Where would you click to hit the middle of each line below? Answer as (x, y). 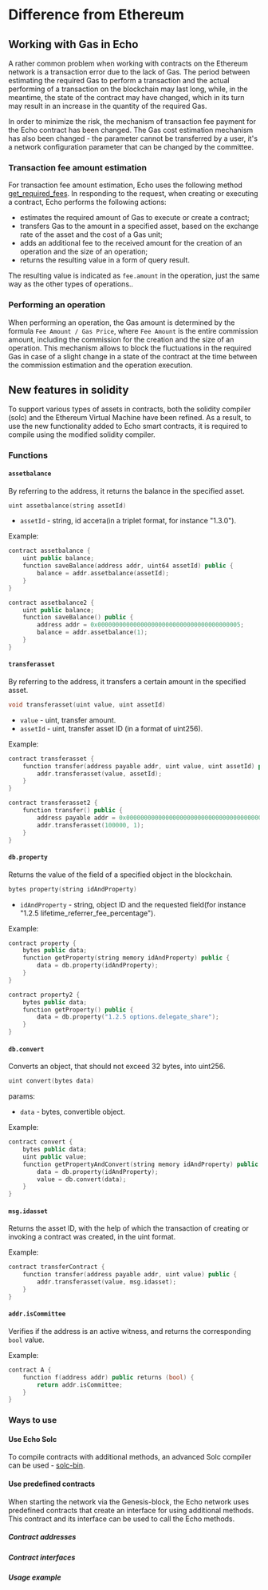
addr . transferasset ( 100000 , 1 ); (91, 825)
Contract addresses (42, 1537)
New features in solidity (69, 390)
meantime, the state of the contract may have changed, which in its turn (126, 97)
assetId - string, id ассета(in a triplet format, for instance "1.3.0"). (128, 521)
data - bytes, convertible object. (72, 1112)
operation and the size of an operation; (84, 252)
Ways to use (33, 1420)
